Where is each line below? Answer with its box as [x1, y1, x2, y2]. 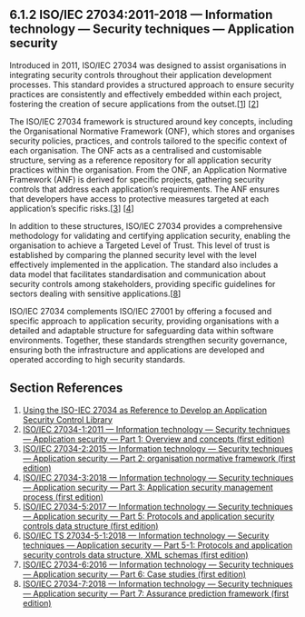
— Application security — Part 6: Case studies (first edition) [22, 568, 247, 580]
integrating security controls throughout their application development [9, 69, 272, 80]
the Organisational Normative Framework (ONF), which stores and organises [9, 125, 295, 136]
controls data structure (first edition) [22, 520, 159, 531]
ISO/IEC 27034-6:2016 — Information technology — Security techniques [22, 559, 294, 570]
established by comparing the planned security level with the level [9, 249, 257, 260]
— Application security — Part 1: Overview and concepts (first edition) [22, 433, 285, 444]
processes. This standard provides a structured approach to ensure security [9, 79, 295, 90]
